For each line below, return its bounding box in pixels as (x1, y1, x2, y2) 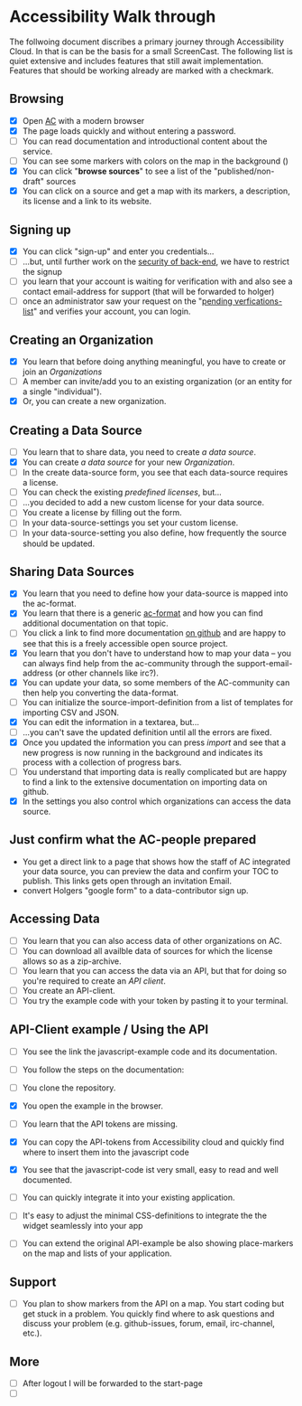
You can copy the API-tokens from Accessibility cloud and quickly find (22, 1137, 285, 1147)
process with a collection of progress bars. (22, 757, 182, 768)
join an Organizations (22, 366, 103, 377)
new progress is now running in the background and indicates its (22, 747, 263, 758)
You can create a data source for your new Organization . (22, 457, 235, 467)
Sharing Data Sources (9, 563, 135, 580)
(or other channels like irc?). (54, 667, 160, 678)
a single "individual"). (22, 386, 102, 397)
